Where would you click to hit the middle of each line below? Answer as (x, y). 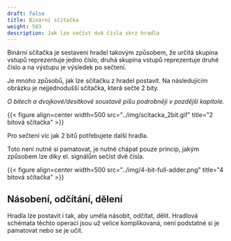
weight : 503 (24, 26)
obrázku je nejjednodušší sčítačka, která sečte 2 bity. (83, 88)
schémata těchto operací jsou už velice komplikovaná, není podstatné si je (113, 223)
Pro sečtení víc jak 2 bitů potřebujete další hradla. (78, 136)
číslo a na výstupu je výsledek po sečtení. (67, 67)
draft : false (26, 14)
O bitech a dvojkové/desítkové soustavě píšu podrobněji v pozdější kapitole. (116, 102)
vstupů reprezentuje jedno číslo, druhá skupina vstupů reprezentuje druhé (113, 60)
